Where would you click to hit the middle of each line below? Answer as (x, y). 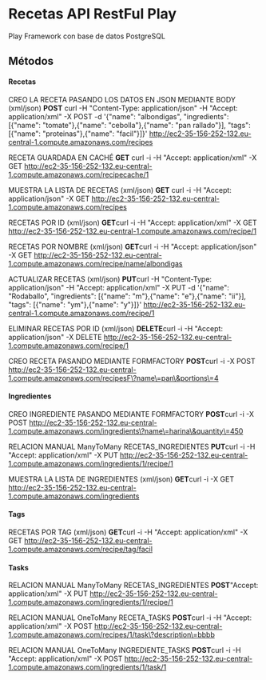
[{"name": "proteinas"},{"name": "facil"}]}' (78, 134)
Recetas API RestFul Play (93, 14)
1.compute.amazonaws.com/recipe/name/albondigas (95, 263)
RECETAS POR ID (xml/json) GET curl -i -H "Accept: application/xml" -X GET (133, 222)
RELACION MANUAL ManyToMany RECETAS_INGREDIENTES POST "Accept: (133, 586)
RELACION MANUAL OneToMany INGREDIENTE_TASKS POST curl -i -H (125, 650)
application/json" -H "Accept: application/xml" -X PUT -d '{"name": (119, 287)
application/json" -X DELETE (55, 337)
